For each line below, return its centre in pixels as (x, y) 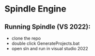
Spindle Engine (35, 9)
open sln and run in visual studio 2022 (50, 49)
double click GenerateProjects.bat (46, 43)
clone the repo (26, 38)
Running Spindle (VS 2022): (47, 27)
